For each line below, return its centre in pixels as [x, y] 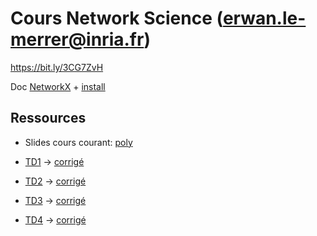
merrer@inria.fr [77, 39]
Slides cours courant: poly [78, 142]
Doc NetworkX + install [58, 86]
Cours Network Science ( [116, 18]
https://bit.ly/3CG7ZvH [57, 67]
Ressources [48, 118]
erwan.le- [264, 18]
